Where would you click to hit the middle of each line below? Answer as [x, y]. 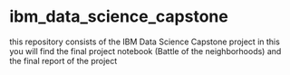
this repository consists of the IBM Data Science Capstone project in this [145, 42]
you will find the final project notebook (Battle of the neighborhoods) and [145, 51]
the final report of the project [63, 61]
